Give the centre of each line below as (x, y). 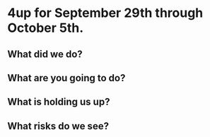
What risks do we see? (58, 126)
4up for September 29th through (105, 13)
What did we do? (45, 54)
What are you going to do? (66, 78)
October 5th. (46, 28)
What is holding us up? (59, 102)
